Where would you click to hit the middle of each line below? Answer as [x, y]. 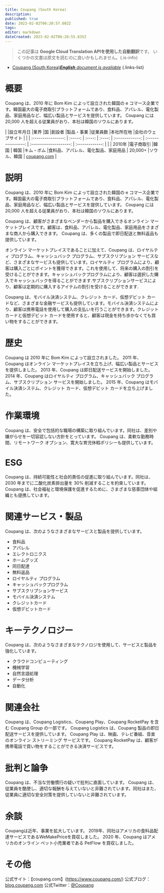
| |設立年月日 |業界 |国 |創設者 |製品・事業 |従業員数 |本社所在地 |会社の [76, 132]
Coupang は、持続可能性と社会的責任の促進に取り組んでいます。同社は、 [79, 477]
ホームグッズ [25, 560]
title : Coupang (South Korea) [36, 10]
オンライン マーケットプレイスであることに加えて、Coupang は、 [71, 250]
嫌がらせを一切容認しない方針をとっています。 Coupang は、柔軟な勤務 [77, 436]
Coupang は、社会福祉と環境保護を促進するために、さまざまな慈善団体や [79, 489]
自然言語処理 [25, 674]
